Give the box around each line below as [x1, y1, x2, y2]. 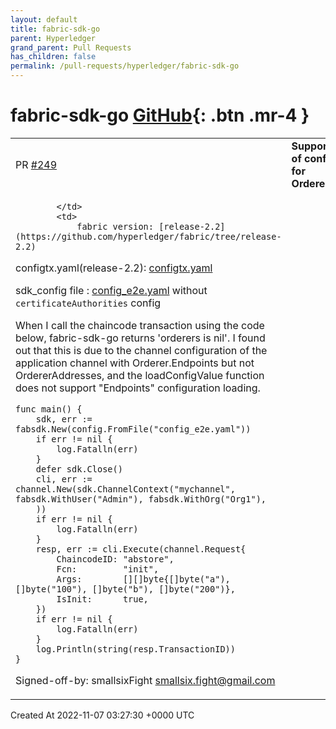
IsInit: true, [56, 593, 149, 605]
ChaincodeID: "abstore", [56, 553, 175, 565]
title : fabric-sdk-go [10, 24, 101, 34]
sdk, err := [35, 413, 93, 425]
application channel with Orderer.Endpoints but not [15, 356, 255, 370]
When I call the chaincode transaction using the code [15, 318, 265, 332]
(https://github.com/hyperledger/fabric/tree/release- [15, 231, 282, 242]
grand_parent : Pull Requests [10, 42, 132, 53]
